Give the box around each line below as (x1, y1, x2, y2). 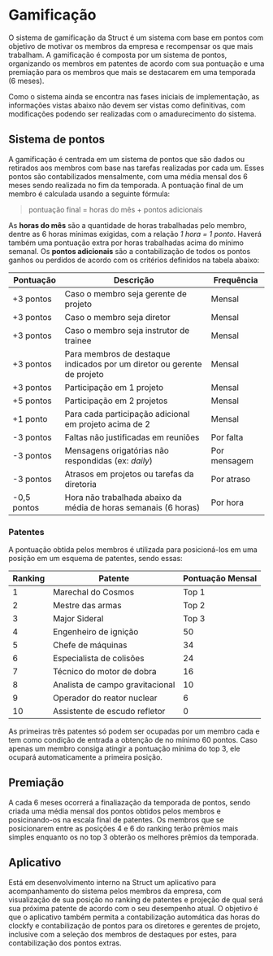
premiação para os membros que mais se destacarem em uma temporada (8, 67, 256, 77)
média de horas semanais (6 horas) (64, 502, 201, 513)
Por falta (210, 432, 244, 443)
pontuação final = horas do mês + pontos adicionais (28, 204, 203, 214)
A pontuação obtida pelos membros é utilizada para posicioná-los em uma (8, 545, 258, 555)
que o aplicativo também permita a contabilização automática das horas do (8, 912, 260, 922)
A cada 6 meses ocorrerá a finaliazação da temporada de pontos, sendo (8, 797, 251, 807)
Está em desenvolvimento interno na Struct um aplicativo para (8, 877, 217, 887)
